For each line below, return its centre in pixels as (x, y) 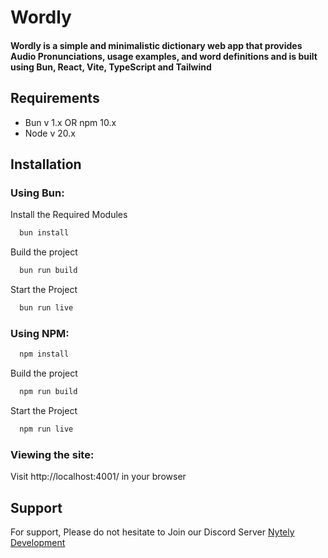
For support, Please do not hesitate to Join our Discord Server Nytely (152, 532)
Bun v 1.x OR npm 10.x (70, 122)
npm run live (46, 429)
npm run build (48, 392)
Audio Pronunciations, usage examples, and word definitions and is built (164, 56)
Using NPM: (40, 333)
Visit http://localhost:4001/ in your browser (98, 477)
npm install (44, 354)
